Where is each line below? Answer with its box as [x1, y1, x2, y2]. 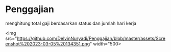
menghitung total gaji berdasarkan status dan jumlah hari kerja [5, 20, 137, 26]
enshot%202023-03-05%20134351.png [5, 40, 90, 46]
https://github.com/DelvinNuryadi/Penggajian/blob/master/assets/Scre [17, 35, 166, 41]
